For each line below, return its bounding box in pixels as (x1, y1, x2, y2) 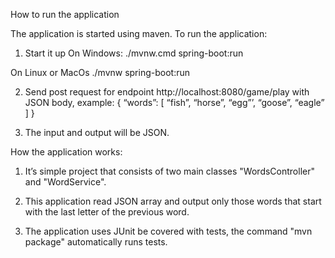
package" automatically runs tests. (24, 236, 168, 248)
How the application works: (10, 146, 123, 158)
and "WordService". (24, 176, 107, 188)
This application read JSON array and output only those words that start (24, 195, 322, 207)
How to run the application (10, 9, 120, 20)
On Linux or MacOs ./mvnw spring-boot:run (10, 67, 191, 78)
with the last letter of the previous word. (24, 206, 190, 218)
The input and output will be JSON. (24, 127, 170, 138)
